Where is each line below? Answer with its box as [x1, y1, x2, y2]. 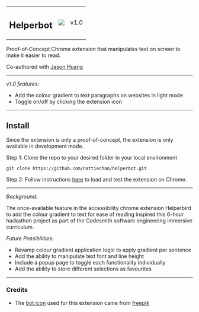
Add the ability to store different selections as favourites [14, 265, 152, 272]
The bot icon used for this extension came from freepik [14, 299, 150, 306]
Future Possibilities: [6, 235, 54, 242]
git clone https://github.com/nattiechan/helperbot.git [6, 165, 147, 171]
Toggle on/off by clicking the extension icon [14, 98, 123, 105]
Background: [6, 193, 38, 200]
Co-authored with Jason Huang [6, 63, 84, 70]
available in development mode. [6, 142, 84, 150]
